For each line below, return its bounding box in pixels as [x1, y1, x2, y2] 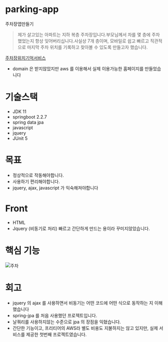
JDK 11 [12, 108, 27, 115]
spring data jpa [12, 119, 44, 125]
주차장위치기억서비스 [5, 54, 46, 61]
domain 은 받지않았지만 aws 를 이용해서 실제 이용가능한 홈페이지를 [12, 66, 144, 72]
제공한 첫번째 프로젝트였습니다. [26, 331, 87, 337]
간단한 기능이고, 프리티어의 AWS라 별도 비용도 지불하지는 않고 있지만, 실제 [12, 325, 158, 331]
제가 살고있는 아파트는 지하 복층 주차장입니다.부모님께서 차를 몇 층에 [17, 31, 151, 37]
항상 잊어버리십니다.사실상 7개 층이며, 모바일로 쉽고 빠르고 [35, 38, 149, 44]
